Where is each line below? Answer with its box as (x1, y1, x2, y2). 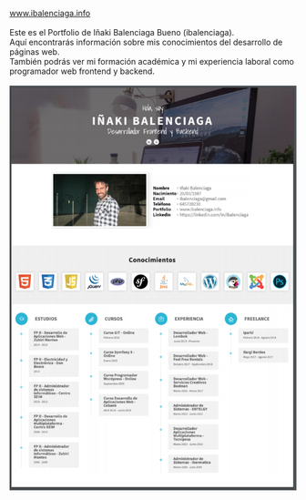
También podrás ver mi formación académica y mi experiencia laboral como (9, 56, 294, 66)
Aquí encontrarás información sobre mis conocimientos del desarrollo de (9, 36, 283, 47)
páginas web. (9, 46, 60, 57)
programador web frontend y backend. (9, 66, 155, 77)
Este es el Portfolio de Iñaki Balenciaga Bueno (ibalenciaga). (9, 27, 235, 37)
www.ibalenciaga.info (9, 8, 91, 18)
